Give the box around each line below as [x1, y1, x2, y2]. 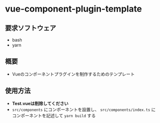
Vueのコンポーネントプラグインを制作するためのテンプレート [12, 71, 135, 77]
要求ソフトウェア [5, 24, 56, 32]
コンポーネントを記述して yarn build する [12, 112, 96, 118]
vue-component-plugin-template [5, 3, 142, 15]
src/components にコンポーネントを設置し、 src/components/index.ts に [12, 107, 156, 112]
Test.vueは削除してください [12, 100, 69, 106]
